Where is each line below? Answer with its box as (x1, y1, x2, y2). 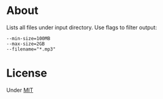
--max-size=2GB (6, 41, 45, 47)
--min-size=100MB (6, 35, 51, 41)
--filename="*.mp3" (6, 46, 56, 52)
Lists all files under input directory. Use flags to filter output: (6, 24, 158, 31)
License (6, 66, 48, 80)
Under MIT (6, 86, 34, 94)
